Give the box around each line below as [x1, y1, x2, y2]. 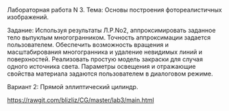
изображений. [7, 13, 49, 21]
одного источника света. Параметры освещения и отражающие [7, 63, 196, 70]
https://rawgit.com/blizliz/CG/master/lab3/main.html [7, 96, 154, 104]
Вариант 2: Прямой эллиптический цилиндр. [7, 83, 138, 91]
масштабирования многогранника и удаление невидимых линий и [7, 48, 202, 56]
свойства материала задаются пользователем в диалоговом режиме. [7, 69, 213, 78]
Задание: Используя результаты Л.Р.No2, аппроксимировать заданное [7, 27, 216, 34]
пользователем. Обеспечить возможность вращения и [7, 41, 169, 48]
